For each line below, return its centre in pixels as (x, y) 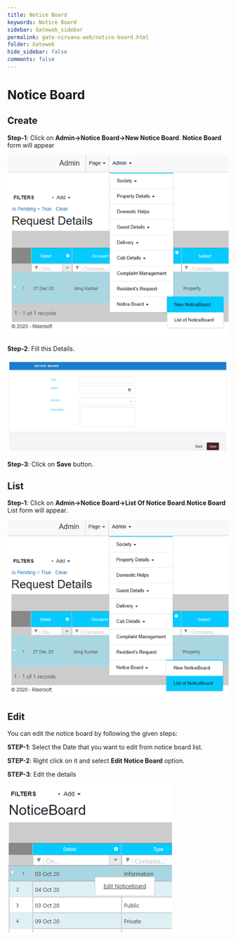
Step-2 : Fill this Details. (41, 349)
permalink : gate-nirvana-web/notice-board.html (78, 37)
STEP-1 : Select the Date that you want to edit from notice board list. (105, 747)
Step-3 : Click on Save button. (51, 464)
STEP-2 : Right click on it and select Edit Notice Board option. (96, 761)
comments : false (31, 60)
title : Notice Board (38, 15)
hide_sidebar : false (38, 52)
